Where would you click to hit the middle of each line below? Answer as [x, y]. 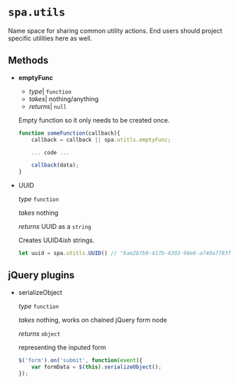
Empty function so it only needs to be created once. [94, 120]
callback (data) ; [55, 165]
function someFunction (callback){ [69, 133]
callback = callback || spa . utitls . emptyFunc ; [101, 140]
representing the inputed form [62, 347]
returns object [39, 333]
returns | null [47, 106]
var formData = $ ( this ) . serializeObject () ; [97, 367]
